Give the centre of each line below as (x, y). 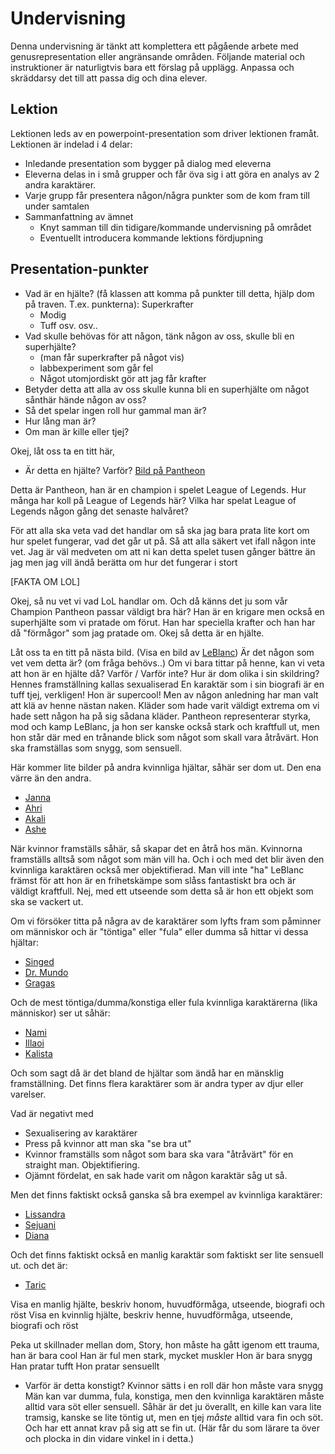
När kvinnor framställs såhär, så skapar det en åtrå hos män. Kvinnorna (156, 848)
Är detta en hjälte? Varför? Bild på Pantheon (115, 470)
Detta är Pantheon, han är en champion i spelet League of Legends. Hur (158, 489)
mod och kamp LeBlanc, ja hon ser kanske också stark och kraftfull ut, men (165, 726)
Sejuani (40, 1224)
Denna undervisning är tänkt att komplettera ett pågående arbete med (154, 46)
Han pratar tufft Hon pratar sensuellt (85, 1366)
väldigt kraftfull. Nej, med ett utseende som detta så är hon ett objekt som (162, 891)
